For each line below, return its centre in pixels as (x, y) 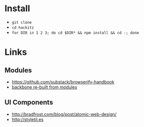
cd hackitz (23, 27)
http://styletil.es (27, 119)
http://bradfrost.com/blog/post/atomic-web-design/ (64, 114)
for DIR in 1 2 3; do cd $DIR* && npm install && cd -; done (75, 33)
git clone (22, 22)
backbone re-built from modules (44, 87)
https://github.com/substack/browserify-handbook (63, 82)
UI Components (29, 102)
